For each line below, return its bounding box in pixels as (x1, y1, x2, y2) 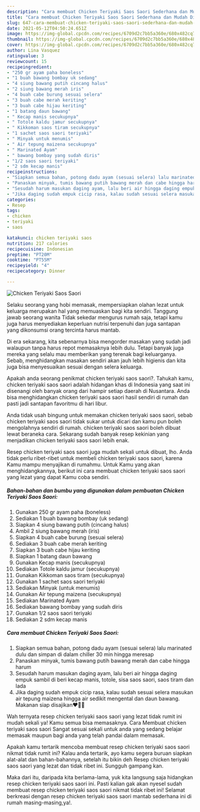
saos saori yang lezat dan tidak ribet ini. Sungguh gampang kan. (7, 762, 164, 769)
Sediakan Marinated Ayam (15, 597, 80, 604)
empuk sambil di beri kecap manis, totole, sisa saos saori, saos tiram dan (15, 676, 194, 683)
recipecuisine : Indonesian (7, 246, 74, 252)
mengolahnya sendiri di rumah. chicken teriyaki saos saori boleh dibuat (7, 424, 181, 431)
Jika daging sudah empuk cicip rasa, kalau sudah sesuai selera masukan (15, 688, 193, 695)
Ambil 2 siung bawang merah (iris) (15, 527, 100, 534)
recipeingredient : (7, 64, 52, 70)
